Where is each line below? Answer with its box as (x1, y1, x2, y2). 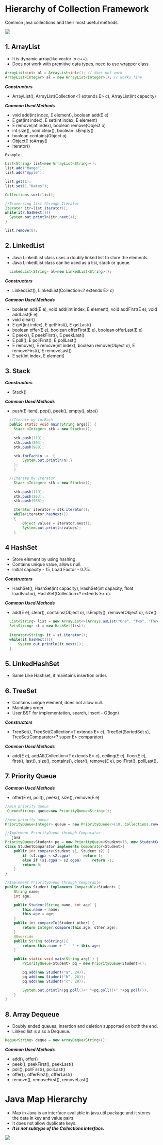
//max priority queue (5, 817, 49, 822)
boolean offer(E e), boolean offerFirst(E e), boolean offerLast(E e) (12, 327, 143, 333)
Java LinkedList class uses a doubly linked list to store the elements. (12, 254, 149, 260)
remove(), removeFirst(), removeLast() (12, 1076, 89, 1082)
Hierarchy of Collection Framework (5, 3, 149, 15)
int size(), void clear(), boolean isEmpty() (12, 128, 94, 133)
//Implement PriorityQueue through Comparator (5, 830, 101, 836)
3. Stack (5, 367, 31, 375)
